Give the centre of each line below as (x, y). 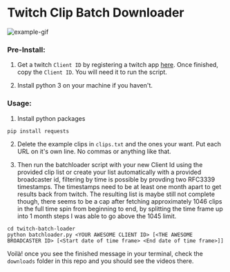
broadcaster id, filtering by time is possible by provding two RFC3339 (116, 179)
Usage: (20, 104)
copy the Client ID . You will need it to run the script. (92, 72)
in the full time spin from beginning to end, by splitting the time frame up (120, 208)
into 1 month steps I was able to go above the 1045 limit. (97, 216)
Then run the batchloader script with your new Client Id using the (110, 164)
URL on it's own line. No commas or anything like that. (94, 151)
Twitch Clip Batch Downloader (96, 13)
